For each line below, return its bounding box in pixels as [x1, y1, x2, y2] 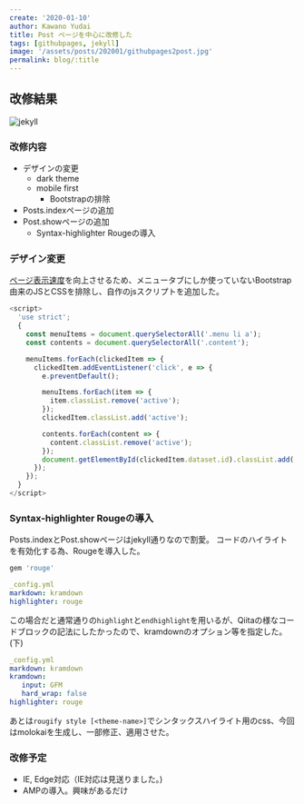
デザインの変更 [22, 163, 79, 174]
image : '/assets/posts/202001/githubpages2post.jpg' [9, 47, 213, 56]
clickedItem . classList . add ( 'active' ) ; [42, 413, 189, 422]
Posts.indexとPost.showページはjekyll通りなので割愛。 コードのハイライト [9, 534, 289, 545]
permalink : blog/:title [9, 55, 100, 65]
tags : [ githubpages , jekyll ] [9, 38, 120, 48]
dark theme [35, 174, 80, 184]
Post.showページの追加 [22, 216, 111, 227]
